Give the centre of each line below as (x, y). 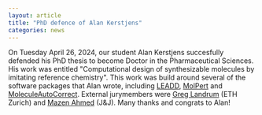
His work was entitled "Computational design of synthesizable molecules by (131, 69)
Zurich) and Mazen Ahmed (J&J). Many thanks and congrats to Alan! (119, 102)
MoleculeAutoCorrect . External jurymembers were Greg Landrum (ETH (123, 95)
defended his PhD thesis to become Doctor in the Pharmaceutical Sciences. (131, 61)
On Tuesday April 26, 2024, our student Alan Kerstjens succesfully (116, 53)
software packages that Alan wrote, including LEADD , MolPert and (115, 86)
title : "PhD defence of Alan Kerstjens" (76, 23)
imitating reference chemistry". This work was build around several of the (127, 78)
